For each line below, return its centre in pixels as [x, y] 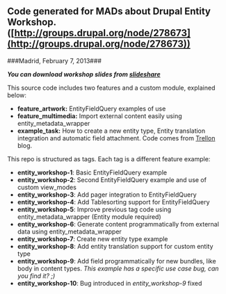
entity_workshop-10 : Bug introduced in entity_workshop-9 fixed [110, 283]
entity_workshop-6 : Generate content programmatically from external [118, 224]
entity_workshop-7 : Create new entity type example [92, 238]
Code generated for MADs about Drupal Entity [109, 11]
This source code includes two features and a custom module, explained [111, 88]
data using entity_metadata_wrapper [69, 231]
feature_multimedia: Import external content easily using [99, 116]
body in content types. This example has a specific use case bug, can [118, 268]
